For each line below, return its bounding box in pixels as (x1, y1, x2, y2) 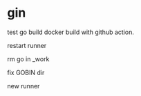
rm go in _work (7, 54, 50, 63)
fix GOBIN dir (7, 68, 45, 77)
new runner (7, 81, 40, 90)
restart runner (7, 41, 47, 49)
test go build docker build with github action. (7, 28, 135, 36)
